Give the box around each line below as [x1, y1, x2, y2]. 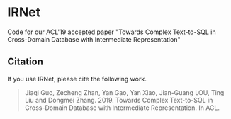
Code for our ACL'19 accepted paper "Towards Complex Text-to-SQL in [7, 28, 216, 36]
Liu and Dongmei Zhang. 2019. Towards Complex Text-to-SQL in [24, 96, 213, 104]
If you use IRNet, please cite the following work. [7, 74, 147, 83]
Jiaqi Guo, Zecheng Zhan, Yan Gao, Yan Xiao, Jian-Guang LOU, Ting [24, 88, 225, 96]
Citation [7, 56, 44, 68]
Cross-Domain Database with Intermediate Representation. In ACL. [24, 103, 220, 112]
